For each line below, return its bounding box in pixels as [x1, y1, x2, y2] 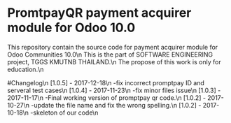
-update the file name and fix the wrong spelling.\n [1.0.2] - [31, 101, 202, 109]
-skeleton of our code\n [30, 108, 99, 117]
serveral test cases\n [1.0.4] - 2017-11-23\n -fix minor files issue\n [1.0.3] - [7, 86, 221, 94]
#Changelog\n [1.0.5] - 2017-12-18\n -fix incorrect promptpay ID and [7, 78, 205, 87]
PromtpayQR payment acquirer [7, 5, 192, 21]
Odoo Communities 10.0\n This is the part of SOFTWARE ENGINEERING [7, 50, 213, 59]
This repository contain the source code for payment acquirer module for [7, 43, 218, 51]
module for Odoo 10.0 [7, 20, 136, 36]
